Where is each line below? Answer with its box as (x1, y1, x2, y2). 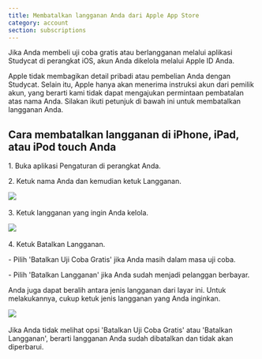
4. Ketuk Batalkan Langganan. (8, 240, 106, 249)
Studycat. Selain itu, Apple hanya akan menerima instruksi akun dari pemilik (8, 80, 254, 89)
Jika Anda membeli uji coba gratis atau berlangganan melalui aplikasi (8, 48, 233, 58)
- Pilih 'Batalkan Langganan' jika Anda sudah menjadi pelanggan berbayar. (8, 270, 250, 280)
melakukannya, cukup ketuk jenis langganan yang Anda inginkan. (8, 294, 221, 304)
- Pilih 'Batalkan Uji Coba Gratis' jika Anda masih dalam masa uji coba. (8, 255, 236, 264)
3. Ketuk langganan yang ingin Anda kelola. (8, 208, 148, 218)
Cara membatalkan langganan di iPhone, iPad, (8, 128, 239, 141)
